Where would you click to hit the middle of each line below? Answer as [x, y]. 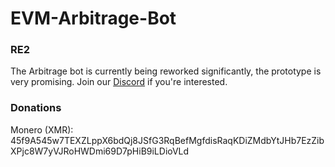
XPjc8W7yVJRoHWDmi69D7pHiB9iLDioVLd [100, 151]
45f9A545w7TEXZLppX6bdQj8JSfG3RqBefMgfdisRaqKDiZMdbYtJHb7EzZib [167, 140]
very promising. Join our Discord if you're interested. [119, 82]
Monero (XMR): [42, 129]
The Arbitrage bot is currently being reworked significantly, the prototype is [166, 71]
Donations [36, 108]
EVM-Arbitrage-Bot [93, 18]
